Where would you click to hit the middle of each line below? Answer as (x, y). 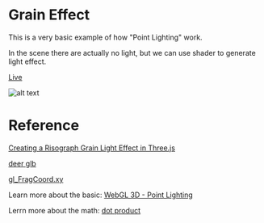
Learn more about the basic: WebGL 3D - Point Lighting (101, 195)
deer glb (22, 163)
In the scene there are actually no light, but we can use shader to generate (132, 53)
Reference (44, 126)
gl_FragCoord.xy (36, 179)
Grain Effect (49, 15)
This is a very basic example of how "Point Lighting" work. (106, 37)
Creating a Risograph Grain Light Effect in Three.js (92, 148)
